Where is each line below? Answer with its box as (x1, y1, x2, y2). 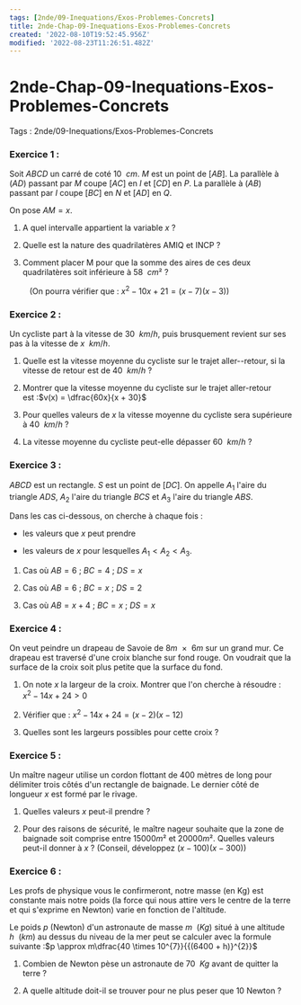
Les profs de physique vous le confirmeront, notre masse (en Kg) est (9, 885, 264, 896)
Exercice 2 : (9, 308, 62, 321)
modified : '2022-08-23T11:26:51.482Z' (9, 38, 155, 48)
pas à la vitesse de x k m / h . (9, 338, 111, 349)
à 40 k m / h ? (22, 419, 69, 430)
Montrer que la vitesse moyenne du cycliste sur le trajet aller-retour (22, 383, 272, 394)
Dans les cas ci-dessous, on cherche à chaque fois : (9, 511, 204, 521)
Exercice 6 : (9, 865, 62, 877)
